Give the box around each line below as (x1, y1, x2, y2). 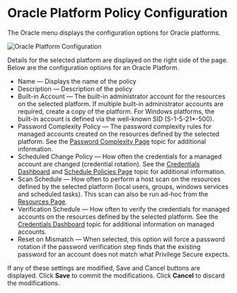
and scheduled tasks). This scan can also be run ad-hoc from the (17, 190, 209, 198)
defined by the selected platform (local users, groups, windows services (17, 182, 229, 190)
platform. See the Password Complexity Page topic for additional (17, 137, 207, 146)
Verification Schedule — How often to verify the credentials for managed (17, 205, 230, 213)
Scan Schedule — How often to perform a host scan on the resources (17, 175, 221, 183)
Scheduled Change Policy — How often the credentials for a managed (17, 152, 222, 161)
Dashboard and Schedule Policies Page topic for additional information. (17, 167, 226, 176)
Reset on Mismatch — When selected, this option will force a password (17, 235, 225, 243)
